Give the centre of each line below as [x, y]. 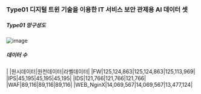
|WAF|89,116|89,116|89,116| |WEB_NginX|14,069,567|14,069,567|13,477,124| [100, 84]
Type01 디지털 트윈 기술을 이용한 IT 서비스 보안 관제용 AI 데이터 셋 [97, 9]
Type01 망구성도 [26, 25]
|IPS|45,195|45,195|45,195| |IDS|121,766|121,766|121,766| [76, 78]
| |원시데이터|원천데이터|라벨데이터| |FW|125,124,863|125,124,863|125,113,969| [101, 71]
